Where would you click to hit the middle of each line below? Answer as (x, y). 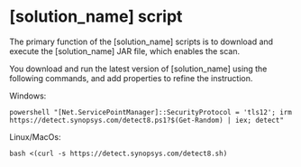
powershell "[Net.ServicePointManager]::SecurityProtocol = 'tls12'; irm (151, 112)
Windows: (28, 96)
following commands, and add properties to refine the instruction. (131, 78)
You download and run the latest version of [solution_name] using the (138, 69)
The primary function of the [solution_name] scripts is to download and (141, 42)
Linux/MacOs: (35, 136)
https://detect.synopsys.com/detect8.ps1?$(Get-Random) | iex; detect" (146, 120)
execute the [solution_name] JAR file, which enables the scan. (125, 51)
